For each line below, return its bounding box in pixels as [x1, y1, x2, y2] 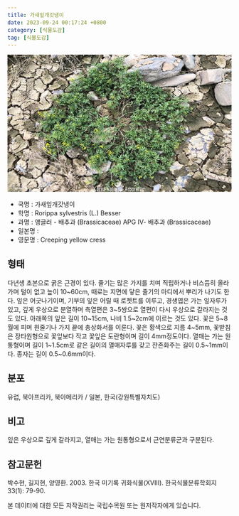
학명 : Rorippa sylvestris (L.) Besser [17, 208, 121, 217]
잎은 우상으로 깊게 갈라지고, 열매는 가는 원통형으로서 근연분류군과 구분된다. [7, 436, 215, 444]
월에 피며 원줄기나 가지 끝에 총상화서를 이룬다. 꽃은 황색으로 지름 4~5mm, [7, 323, 212, 331]
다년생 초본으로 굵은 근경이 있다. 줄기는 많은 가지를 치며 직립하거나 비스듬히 [7, 278, 216, 287]
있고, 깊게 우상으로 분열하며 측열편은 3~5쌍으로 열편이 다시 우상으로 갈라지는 [7, 305, 221, 313]
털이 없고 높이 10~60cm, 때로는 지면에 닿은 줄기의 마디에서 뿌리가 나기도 [20, 287, 223, 296]
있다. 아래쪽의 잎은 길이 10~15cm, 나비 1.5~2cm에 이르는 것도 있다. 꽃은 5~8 [14, 313, 228, 323]
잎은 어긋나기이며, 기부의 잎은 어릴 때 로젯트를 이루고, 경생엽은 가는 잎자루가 [16, 296, 228, 305]
